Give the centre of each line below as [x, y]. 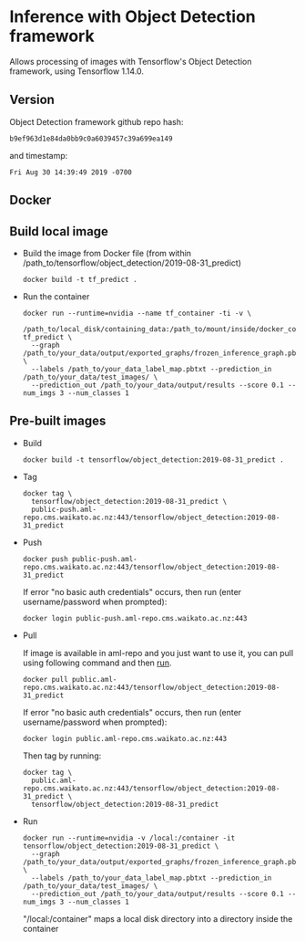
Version [32, 100]
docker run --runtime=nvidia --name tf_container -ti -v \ [137, 313]
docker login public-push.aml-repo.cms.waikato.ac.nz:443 [135, 618]
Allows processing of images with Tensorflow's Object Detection [131, 61]
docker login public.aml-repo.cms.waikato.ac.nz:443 [125, 738]
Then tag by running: [62, 756]
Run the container [56, 296]
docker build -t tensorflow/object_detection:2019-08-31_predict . [153, 460]
